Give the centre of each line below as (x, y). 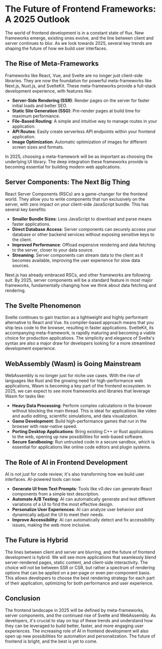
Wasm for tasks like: (25, 396)
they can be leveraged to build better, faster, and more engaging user (74, 626)
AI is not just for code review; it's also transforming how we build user (75, 474)
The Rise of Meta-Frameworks (52, 64)
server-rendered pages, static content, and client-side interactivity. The (76, 562)
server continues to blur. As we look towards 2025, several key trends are (79, 43)
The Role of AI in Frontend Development (66, 462)
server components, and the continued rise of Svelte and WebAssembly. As (81, 615)
